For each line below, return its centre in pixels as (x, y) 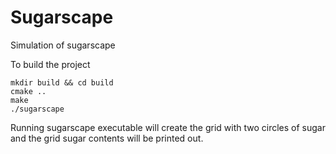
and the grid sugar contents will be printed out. (107, 138)
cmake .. (28, 91)
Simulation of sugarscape (63, 45)
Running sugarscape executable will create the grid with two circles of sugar (168, 127)
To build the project (50, 64)
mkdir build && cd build (62, 82)
